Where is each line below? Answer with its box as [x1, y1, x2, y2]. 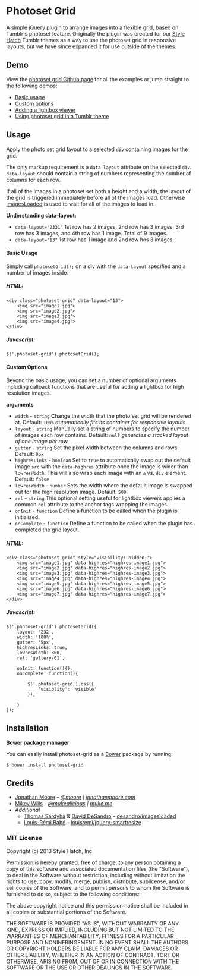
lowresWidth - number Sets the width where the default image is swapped [14, 481, 193, 489]
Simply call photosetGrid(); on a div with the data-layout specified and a [6, 263, 186, 270]
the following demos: [6, 82, 58, 89]
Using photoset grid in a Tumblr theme [14, 112, 109, 119]
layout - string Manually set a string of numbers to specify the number [14, 425, 190, 432]
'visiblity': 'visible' [37, 686, 97, 692]
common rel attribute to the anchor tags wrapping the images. [14, 500, 169, 508]
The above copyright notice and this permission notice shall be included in [6, 902, 188, 909]
